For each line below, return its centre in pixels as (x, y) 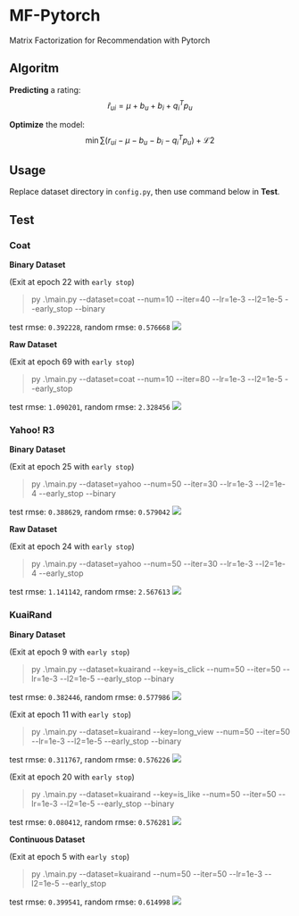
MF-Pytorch (55, 16)
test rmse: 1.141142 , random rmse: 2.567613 (90, 592)
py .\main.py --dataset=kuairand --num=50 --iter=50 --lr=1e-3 (147, 874)
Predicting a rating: (45, 89)
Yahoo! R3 (32, 430)
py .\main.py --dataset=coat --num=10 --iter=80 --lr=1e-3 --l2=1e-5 (157, 379)
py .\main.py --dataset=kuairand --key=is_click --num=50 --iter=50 (156, 669)
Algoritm (34, 68)
